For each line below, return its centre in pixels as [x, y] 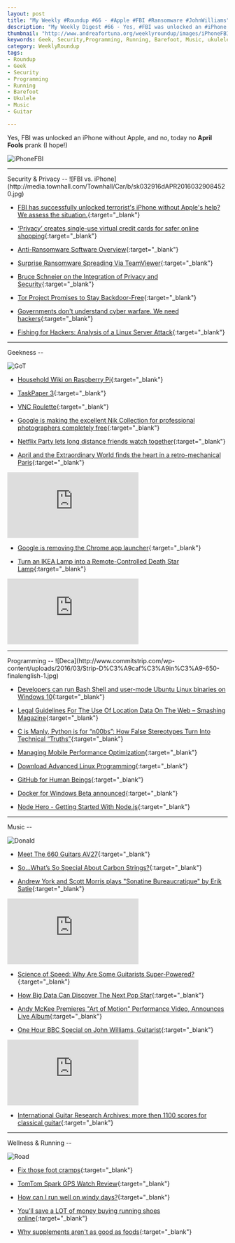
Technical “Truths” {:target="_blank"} [70, 739]
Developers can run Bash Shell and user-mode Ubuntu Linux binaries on [121, 689]
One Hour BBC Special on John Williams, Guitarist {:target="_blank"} [115, 1030]
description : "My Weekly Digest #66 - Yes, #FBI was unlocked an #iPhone [117, 27]
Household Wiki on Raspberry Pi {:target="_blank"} [90, 379]
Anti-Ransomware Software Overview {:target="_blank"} [98, 249]
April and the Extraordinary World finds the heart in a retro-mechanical [119, 455]
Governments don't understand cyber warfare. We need [98, 311]
